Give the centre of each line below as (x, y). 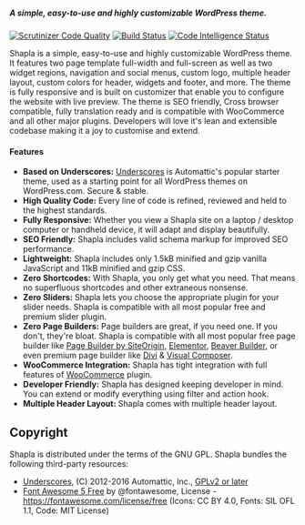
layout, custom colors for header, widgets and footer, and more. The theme (150, 82)
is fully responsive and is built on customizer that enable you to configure (147, 92)
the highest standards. (65, 210)
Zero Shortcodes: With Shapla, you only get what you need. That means (159, 278)
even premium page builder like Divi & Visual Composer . (128, 356)
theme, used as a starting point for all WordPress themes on (135, 181)
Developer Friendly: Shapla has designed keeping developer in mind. (153, 384)
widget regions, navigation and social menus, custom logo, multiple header (150, 72)
